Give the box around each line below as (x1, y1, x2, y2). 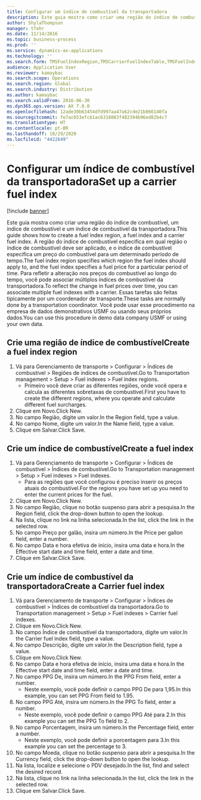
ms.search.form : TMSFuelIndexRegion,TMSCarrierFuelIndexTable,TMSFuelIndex (7, 59, 199, 64)
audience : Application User (7, 64, 77, 70)
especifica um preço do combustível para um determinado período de (7, 250, 179, 257)
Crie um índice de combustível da (7, 571, 134, 582)
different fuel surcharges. (24, 401, 87, 408)
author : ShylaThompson (7, 20, 63, 26)
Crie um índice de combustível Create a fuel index (7, 443, 194, 454)
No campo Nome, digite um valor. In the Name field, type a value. (15, 420, 175, 427)
